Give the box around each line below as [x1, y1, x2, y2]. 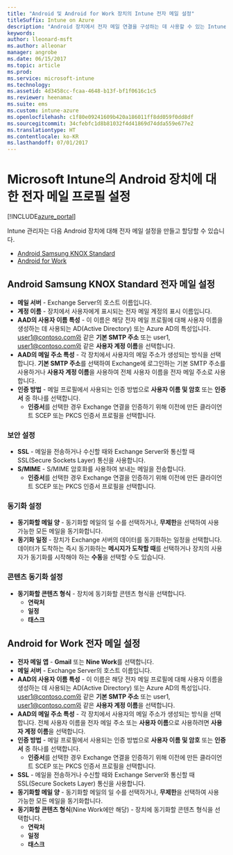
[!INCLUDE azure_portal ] [7, 213, 76, 221]
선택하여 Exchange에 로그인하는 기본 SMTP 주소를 [87, 359, 226, 367]
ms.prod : [7, 68, 33, 75]
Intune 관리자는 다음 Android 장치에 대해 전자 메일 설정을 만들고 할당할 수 [7, 227, 207, 235]
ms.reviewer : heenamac [7, 95, 73, 101]
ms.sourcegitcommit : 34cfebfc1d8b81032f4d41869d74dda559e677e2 [7, 120, 194, 127]
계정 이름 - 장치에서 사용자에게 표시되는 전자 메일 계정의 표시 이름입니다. [17, 307, 213, 315]
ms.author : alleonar [7, 42, 67, 49]
